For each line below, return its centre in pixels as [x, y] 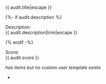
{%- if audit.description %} [34, 17]
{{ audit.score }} [22, 58]
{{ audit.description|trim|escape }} [42, 32]
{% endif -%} [19, 42]
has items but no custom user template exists [53, 67]
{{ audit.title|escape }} [29, 7]
